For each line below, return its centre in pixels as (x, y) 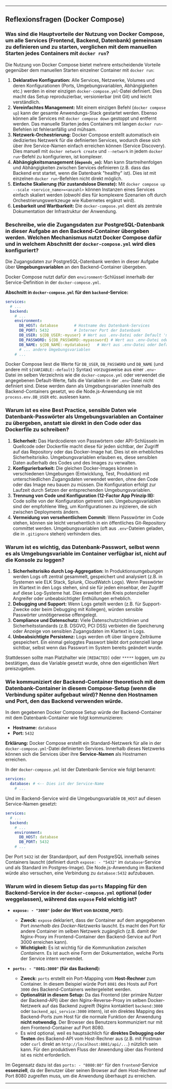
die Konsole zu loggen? (35, 560)
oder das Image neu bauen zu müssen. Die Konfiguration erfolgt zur (84, 485)
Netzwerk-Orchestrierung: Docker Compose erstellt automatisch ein (86, 135)
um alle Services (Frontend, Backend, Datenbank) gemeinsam (84, 41)
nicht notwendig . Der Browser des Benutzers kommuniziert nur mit (91, 1022)
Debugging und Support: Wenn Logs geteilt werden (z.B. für (77, 604)
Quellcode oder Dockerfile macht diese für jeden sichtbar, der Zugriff (86, 446)
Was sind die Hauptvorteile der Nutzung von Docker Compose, (85, 34)
